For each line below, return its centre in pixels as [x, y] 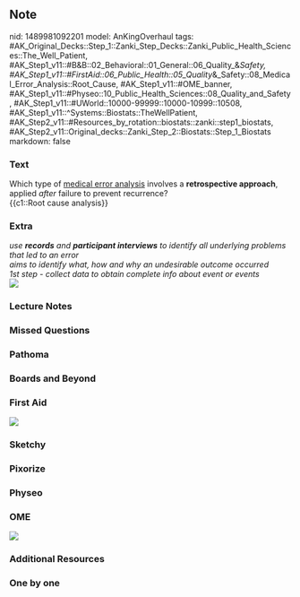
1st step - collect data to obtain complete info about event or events [134, 274]
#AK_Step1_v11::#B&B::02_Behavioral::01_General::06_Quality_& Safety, [138, 65]
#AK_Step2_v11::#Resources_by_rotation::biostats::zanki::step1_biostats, [141, 122]
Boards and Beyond [53, 378]
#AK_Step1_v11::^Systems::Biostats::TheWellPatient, [104, 112]
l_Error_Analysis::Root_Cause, [64, 83]
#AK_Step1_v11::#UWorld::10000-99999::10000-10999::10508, [128, 103]
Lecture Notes [41, 307]
